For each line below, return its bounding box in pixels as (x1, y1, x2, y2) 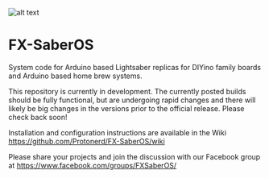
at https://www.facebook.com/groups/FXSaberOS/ (8, 160, 177, 170)
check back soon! (8, 112, 68, 122)
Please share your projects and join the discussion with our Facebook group (8, 151, 261, 161)
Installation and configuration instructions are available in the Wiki (8, 127, 227, 137)
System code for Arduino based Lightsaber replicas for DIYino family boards (8, 62, 262, 72)
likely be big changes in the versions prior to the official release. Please (8, 103, 245, 113)
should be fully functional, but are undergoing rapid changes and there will (8, 95, 256, 105)
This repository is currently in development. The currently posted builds (8, 86, 246, 96)
